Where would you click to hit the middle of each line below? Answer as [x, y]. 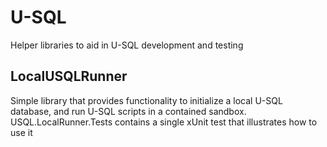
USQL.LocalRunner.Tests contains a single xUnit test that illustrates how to [164, 122]
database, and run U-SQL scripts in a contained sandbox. [128, 111]
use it [21, 132]
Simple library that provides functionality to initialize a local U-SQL [146, 100]
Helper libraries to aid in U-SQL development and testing [127, 45]
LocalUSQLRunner [69, 76]
